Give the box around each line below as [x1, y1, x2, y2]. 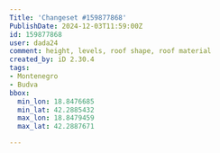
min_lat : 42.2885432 [17, 105, 95, 114]
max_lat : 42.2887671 [17, 122, 95, 131]
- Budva [9, 80, 39, 89]
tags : [9, 64, 30, 73]
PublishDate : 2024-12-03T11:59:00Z [9, 22, 143, 31]
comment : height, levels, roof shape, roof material [9, 47, 212, 56]
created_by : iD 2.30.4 [9, 55, 95, 64]
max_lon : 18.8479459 [17, 113, 95, 122]
